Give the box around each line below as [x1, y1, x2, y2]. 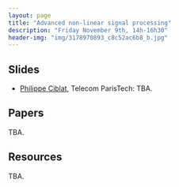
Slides [8, 62, 40, 76]
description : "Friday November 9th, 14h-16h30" [8, 26, 169, 34]
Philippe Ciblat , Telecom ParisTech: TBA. [19, 84, 153, 93]
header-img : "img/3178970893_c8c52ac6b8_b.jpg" [8, 33, 169, 42]
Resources [8, 151, 63, 164]
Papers [8, 107, 44, 120]
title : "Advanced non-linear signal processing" [8, 19, 172, 27]
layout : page [8, 11, 51, 20]
